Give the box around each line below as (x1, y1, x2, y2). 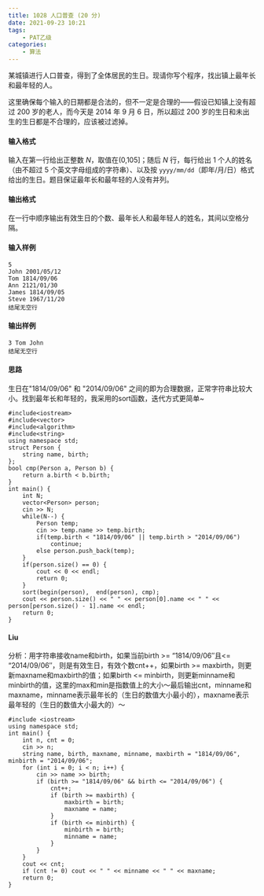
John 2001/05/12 (8, 267, 61, 275)
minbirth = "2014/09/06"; (8, 757, 93, 765)
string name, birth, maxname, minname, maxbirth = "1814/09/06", (22, 750, 241, 758)
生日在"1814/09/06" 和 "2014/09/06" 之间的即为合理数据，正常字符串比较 (8, 384, 246, 393)
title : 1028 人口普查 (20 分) (8, 11, 101, 20)
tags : (8, 26, 26, 34)
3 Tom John (8, 339, 44, 347)
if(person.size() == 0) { (22, 561, 108, 569)
